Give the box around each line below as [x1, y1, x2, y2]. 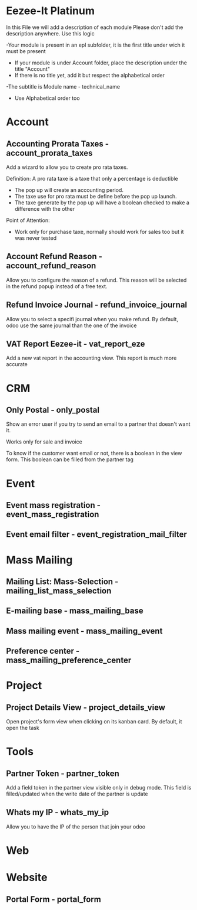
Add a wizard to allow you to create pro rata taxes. [6, 164, 128, 171]
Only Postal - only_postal [6, 405, 100, 415]
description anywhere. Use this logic [6, 30, 95, 37]
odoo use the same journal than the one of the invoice [6, 322, 137, 329]
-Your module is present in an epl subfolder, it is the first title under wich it [6, 41, 185, 48]
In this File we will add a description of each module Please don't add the [6, 24, 183, 31]
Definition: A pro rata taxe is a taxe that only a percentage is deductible [6, 175, 178, 182]
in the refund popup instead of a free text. [6, 282, 108, 290]
